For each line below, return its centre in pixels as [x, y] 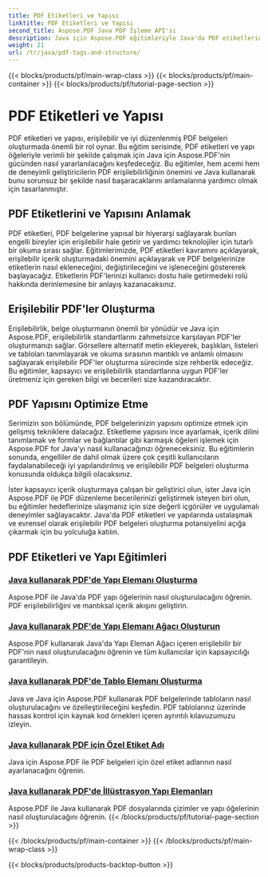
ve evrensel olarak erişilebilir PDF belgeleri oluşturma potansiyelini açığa [127, 524]
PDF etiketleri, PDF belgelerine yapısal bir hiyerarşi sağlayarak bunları [122, 233]
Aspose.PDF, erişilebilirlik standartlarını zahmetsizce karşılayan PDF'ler [125, 336]
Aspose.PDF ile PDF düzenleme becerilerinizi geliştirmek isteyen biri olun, [130, 498]
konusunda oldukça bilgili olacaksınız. [71, 474]
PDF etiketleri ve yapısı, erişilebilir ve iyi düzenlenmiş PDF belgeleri [118, 138]
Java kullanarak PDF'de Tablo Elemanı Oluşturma [105, 681]
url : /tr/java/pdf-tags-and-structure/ [75, 53]
